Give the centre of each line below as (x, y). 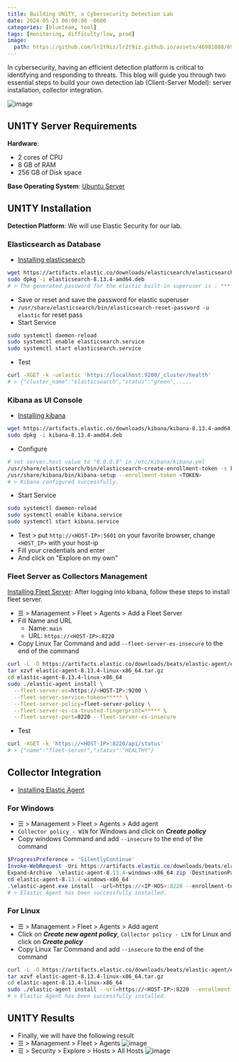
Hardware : (23, 143)
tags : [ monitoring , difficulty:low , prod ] (71, 34)
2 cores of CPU (40, 157)
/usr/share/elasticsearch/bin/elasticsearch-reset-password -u (113, 308)
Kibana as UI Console (45, 400)
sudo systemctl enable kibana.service (65, 515)
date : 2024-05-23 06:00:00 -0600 (57, 21)
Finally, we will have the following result (75, 1035)
